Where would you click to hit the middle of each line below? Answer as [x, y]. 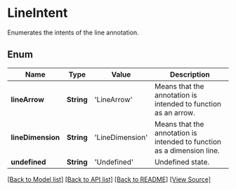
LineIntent [38, 13]
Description [190, 74]
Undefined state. [182, 162]
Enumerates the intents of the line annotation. [73, 32]
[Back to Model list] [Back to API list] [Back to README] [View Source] [109, 179]
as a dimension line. [187, 151]
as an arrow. [175, 113]
